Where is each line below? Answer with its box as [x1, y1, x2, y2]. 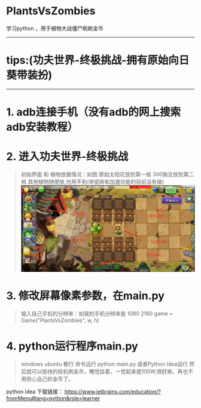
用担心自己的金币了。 [20, 375, 74, 382]
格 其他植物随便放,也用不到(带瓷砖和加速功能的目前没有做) [20, 178, 165, 185]
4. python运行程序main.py [6, 339, 139, 353]
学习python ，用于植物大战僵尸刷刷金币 [6, 24, 103, 32]
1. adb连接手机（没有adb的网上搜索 [6, 106, 181, 119]
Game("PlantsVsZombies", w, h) [20, 317, 100, 324]
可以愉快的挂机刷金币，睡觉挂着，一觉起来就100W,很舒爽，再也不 [31, 367, 193, 375]
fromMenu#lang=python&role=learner [6, 394, 100, 401]
